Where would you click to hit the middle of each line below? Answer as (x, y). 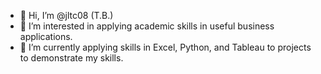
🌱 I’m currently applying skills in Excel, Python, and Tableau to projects (165, 47)
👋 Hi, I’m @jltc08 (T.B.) (66, 15)
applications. (46, 36)
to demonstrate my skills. (71, 58)
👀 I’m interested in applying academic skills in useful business (147, 26)
